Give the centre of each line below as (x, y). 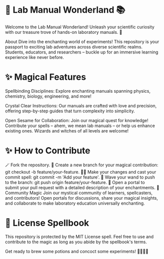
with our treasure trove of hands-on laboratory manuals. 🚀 (64, 32)
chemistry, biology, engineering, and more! (48, 96)
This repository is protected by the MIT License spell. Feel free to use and (80, 236)
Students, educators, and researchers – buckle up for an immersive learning (82, 52)
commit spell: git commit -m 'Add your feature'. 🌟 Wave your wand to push (80, 177)
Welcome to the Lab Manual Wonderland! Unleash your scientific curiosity (80, 27)
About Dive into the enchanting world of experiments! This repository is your (82, 41)
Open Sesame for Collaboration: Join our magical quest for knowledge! (77, 120)
